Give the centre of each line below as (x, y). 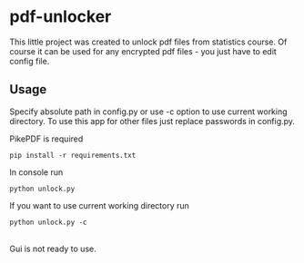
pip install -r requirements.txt (73, 155)
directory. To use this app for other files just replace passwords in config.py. (152, 121)
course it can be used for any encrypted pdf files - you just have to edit (143, 51)
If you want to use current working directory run (99, 205)
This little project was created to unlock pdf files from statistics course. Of (148, 42)
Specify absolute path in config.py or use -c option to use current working (149, 112)
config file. (30, 61)
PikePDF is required (46, 139)
